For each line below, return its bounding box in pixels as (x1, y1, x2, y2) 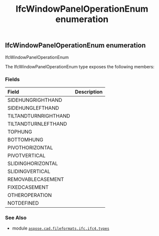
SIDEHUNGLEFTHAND (7, 104, 60, 111)
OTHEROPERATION (7, 192, 52, 198)
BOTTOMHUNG (7, 136, 43, 143)
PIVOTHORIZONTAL (7, 144, 53, 151)
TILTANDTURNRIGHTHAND (7, 112, 71, 119)
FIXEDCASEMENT (7, 184, 49, 191)
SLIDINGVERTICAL (7, 168, 51, 175)
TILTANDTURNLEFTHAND (7, 120, 67, 127)
